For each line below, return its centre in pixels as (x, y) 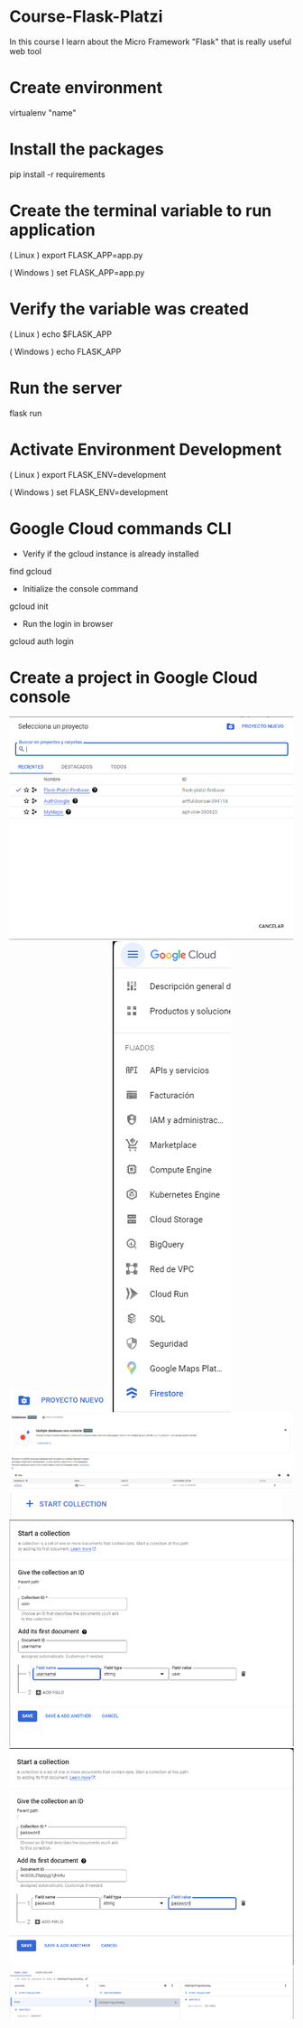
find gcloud (31, 571)
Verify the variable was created (129, 308)
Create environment (86, 88)
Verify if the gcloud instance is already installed (110, 554)
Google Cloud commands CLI (120, 528)
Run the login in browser (68, 623)
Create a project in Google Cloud (134, 677)
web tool (26, 51)
